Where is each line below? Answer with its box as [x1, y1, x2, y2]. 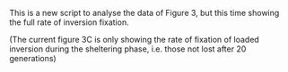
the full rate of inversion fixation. [9, 17, 129, 28]
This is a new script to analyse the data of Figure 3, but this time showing [9, 8, 280, 18]
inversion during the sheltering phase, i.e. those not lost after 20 [9, 44, 247, 54]
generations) [9, 53, 57, 63]
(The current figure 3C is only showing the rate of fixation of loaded [9, 35, 260, 44]
